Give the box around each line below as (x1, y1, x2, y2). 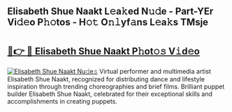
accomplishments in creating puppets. (7, 97, 117, 105)
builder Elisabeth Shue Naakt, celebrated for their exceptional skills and (7, 90, 213, 98)
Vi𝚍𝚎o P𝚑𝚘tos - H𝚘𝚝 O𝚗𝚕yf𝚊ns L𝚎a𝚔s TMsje (7, 17, 208, 29)
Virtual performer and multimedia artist (99, 67, 212, 75)
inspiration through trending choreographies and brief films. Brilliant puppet (7, 83, 225, 90)
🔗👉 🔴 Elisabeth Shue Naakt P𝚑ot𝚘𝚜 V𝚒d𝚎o (7, 45, 201, 57)
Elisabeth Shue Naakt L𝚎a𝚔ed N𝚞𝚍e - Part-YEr (7, 6, 214, 17)
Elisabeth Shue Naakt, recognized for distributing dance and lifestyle (7, 75, 205, 83)
